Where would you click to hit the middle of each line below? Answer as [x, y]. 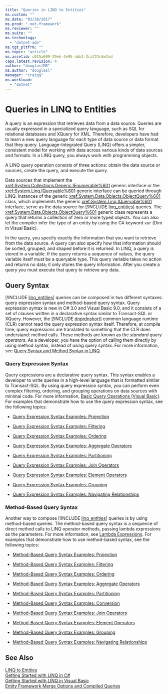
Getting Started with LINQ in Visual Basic [47, 680]
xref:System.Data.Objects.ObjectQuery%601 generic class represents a [79, 212]
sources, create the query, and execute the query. [57, 170]
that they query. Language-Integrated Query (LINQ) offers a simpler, [75, 145]
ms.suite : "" [19, 33]
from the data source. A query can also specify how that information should [83, 243]
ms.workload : [19, 80]
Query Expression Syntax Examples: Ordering [59, 436]
